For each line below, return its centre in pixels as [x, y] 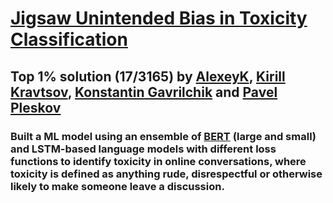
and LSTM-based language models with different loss [143, 149]
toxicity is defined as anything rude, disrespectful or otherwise [166, 174]
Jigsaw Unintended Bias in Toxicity [159, 18]
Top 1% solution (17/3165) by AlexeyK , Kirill [148, 76]
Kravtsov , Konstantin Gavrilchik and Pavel [144, 92]
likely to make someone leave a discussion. [117, 186]
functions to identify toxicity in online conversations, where [158, 161]
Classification [69, 39]
